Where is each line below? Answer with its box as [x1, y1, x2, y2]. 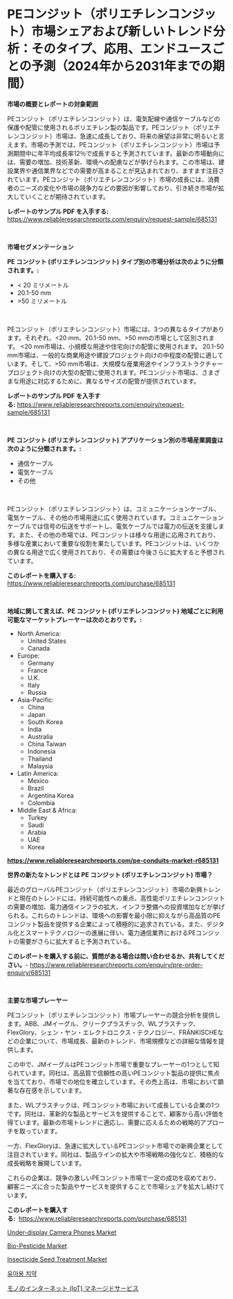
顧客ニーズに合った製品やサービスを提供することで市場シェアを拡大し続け [7, 1182, 219, 1190]
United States [27, 637, 67, 645]
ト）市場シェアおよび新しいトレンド [7, 24, 214, 39]
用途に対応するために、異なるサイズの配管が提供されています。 [19, 377, 201, 385]
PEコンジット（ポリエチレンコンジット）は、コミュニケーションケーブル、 [7, 504, 221, 513]
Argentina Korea [27, 791, 74, 799]
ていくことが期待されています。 [19, 192, 109, 201]
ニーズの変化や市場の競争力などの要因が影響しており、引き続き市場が [19, 184, 218, 192]
